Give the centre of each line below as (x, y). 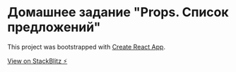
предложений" (54, 27)
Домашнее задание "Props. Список (118, 12)
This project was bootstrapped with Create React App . (87, 47)
